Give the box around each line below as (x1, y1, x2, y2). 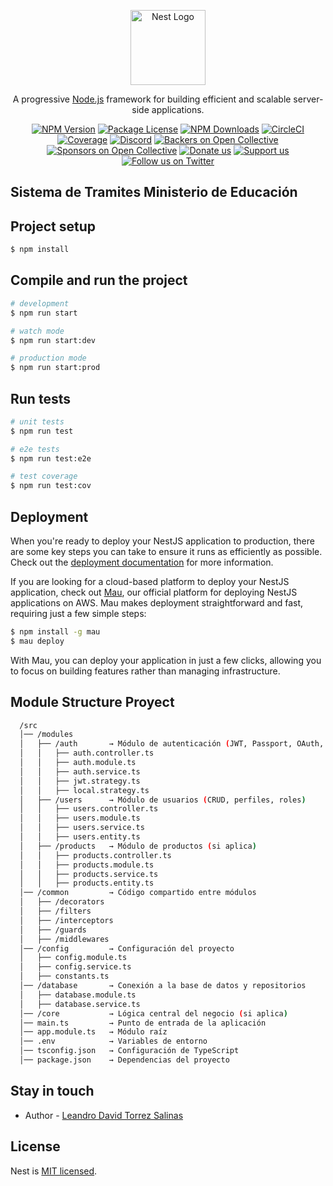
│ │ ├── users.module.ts (19, 813, 141, 824)
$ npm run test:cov (10, 481, 92, 491)
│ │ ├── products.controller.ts (19, 850, 172, 860)
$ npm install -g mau (10, 627, 101, 637)
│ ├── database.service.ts (19, 999, 141, 1009)
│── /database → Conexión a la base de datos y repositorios (19, 981, 307, 991)
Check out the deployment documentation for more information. (10, 556, 274, 569)
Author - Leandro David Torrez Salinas (24, 1109, 184, 1121)
